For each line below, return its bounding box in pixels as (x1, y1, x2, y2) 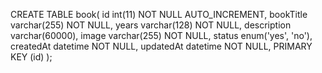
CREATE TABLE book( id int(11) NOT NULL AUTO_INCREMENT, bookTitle (10, 9, 308, 20)
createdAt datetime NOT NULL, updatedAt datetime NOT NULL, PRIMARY (10, 40, 313, 52)
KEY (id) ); (10, 51, 53, 63)
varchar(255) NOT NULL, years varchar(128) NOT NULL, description (10, 19, 292, 31)
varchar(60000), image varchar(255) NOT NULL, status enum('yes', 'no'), (10, 30, 313, 41)
